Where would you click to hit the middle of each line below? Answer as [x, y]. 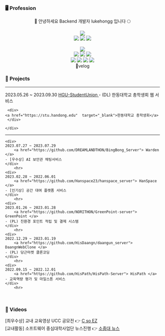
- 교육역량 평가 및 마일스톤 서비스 [35, 279]
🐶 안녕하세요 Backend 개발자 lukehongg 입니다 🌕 [82, 21]
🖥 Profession [21, 8]
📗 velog [82, 66]
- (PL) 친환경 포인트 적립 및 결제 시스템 [42, 221]
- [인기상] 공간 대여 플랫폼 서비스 [36, 190]
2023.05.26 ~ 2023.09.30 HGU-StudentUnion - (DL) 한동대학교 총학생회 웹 [80, 95]
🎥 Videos [16, 310]
